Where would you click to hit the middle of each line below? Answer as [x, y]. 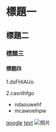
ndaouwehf [28, 104]
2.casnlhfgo [20, 93]
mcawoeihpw [30, 110]
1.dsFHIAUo [20, 82]
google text [20, 123]
